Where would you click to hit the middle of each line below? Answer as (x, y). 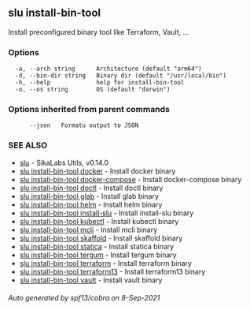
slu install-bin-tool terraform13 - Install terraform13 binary (112, 271)
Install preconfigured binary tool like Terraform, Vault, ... (99, 32)
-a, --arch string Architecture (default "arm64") (108, 69)
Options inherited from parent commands (89, 110)
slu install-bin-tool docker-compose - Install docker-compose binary (131, 179)
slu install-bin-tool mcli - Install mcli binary (88, 230)
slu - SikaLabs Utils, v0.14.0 (64, 162)
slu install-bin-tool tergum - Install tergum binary (98, 255)
